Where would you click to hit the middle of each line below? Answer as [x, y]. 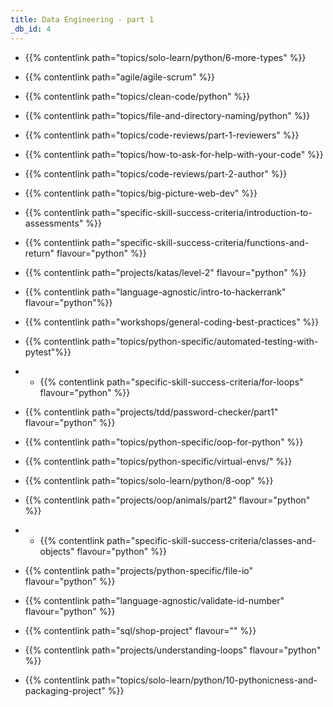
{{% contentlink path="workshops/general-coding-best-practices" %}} [172, 322]
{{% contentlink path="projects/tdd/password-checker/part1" [151, 412]
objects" [57, 551]
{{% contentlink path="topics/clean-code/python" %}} [137, 96]
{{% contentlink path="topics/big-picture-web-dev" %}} [141, 193]
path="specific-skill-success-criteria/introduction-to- [202, 212]
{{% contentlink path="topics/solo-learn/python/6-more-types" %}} [165, 57]
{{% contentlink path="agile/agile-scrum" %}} [120, 77]
